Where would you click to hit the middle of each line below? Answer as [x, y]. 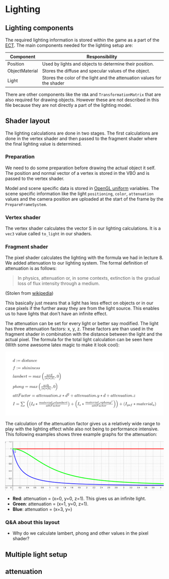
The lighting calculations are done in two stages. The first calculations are [82, 133]
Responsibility [102, 56]
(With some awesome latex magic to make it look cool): [62, 345]
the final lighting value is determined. [44, 144]
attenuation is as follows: [31, 269]
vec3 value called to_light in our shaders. [49, 234]
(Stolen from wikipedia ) [29, 293]
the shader [53, 83]
